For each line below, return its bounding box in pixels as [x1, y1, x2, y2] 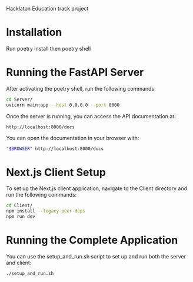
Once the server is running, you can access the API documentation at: [6, 112, 176, 120]
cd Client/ [6, 203, 33, 208]
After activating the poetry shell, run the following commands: [6, 85, 156, 92]
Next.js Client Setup [6, 165, 106, 179]
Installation [6, 26, 62, 39]
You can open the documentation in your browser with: [6, 134, 139, 141]
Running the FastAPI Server [6, 66, 144, 79]
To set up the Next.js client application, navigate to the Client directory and [6, 185, 187, 192]
